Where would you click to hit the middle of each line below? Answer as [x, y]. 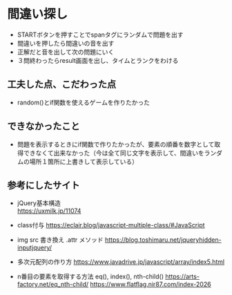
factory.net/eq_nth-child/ [53, 285]
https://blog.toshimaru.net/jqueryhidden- [163, 240]
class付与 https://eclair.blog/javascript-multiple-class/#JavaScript [111, 225]
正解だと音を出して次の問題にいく [66, 52]
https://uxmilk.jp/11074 [49, 211]
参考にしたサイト [43, 185]
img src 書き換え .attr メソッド [60, 240]
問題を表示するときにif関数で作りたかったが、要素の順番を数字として [116, 144]
